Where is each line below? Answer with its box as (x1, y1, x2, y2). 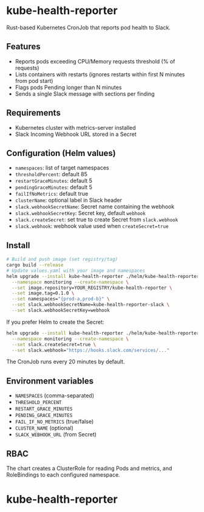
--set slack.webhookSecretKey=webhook (12, 307, 110, 314)
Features (6, 41, 41, 52)
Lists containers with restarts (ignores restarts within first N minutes (15, 71, 185, 78)
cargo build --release (6, 262, 64, 268)
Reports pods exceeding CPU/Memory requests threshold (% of (15, 57, 175, 65)
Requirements (6, 108, 61, 118)
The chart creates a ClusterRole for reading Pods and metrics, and (6, 464, 172, 472)
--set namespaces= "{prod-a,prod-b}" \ (12, 296, 110, 302)
